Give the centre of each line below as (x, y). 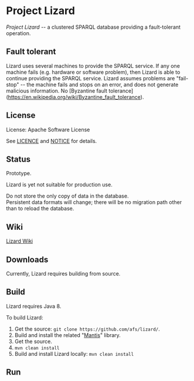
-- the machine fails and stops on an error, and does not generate (99, 84)
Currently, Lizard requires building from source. (63, 273)
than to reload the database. (40, 209)
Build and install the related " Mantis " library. (68, 335)
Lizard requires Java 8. (34, 306)
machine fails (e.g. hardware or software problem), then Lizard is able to (93, 72)
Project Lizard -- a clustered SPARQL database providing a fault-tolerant (93, 27)
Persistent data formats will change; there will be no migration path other (94, 202)
